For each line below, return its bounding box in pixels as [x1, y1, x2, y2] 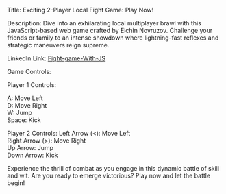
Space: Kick [7, 116, 41, 124]
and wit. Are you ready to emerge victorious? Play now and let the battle [7, 171, 211, 180]
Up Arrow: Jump [7, 144, 53, 151]
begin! [7, 179, 25, 187]
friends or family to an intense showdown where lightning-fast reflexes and [7, 34, 219, 42]
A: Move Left [7, 94, 43, 102]
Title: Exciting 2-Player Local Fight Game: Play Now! [7, 6, 154, 14]
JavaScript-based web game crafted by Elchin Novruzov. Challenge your [7, 27, 213, 34]
